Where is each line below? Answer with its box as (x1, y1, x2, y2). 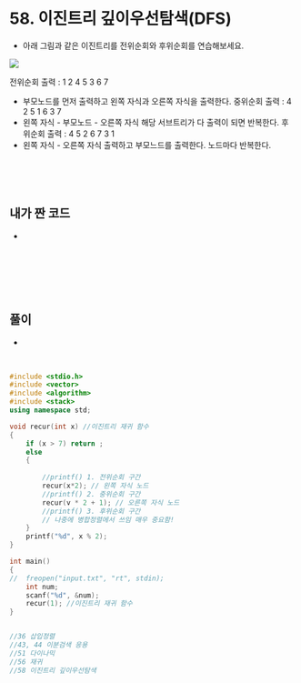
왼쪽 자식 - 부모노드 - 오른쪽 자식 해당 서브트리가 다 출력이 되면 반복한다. (22, 116, 280, 127)
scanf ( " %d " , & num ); (25, 590, 100, 600)
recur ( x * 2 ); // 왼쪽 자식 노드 (42, 481, 149, 491)
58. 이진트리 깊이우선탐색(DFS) (9, 8, 232, 29)
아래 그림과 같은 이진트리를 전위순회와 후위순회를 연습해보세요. (22, 40, 245, 51)
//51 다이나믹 (9, 648, 55, 658)
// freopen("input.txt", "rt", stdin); (9, 574, 166, 583)
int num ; (25, 582, 59, 591)
